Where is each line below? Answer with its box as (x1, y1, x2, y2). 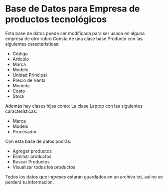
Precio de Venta (12, 77, 46, 83)
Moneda (12, 82, 30, 88)
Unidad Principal (12, 72, 47, 78)
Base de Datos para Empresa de (5, 3, 140, 15)
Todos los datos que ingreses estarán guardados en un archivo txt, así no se (5, 173, 163, 179)
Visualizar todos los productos (12, 164, 76, 170)
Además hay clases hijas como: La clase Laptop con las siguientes (5, 103, 143, 109)
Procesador (12, 128, 37, 134)
